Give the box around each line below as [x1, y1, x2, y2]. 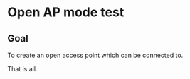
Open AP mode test [7, 4, 125, 20]
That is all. [7, 65, 38, 73]
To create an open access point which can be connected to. [7, 51, 184, 59]
